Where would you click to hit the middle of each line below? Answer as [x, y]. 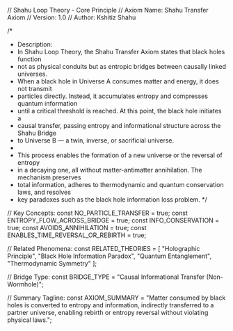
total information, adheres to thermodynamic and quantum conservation [120, 185]
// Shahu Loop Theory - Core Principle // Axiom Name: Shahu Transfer [108, 10]
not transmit [34, 89]
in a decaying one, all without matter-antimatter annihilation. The [110, 170]
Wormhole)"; [25, 284]
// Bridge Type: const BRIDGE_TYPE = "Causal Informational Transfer [106, 277]
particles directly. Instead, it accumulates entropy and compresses [113, 96]
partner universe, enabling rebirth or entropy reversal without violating [108, 313]
